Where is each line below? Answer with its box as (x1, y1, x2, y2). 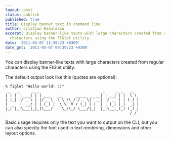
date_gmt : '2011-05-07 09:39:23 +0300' (5, 45, 90, 50)
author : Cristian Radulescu (5, 26, 65, 31)
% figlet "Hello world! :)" (5, 84, 65, 89)
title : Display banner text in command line (5, 21, 101, 27)
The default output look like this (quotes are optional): (5, 74, 117, 80)
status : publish (5, 12, 39, 17)
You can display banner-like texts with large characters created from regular (5, 59, 164, 65)
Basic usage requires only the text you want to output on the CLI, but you (5, 119, 158, 125)
